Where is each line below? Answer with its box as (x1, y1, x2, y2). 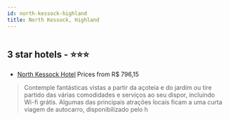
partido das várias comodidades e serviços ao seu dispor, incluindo (23, 91, 215, 99)
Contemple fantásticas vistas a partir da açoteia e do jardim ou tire (23, 84, 213, 92)
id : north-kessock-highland (7, 10, 88, 17)
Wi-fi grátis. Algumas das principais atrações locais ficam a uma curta (23, 98, 223, 106)
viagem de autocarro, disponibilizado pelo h (23, 106, 149, 114)
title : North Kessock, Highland (7, 16, 99, 23)
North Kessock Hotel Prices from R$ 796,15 (16, 70, 139, 79)
